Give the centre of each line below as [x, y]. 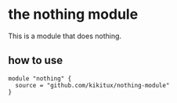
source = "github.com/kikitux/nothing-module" [92, 85]
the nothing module [73, 14]
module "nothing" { [40, 78]
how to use [36, 60]
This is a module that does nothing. [65, 36]
